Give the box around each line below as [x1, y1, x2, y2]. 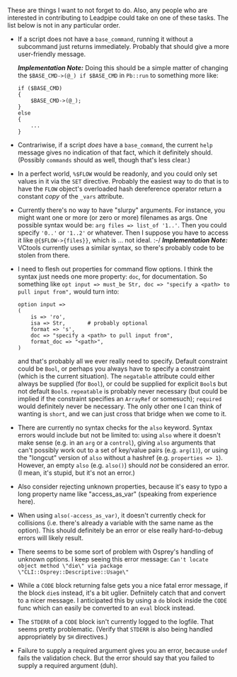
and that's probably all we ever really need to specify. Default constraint [17, 357, 228, 365]
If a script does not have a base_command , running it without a [17, 35, 193, 43]
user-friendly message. [17, 50, 86, 58]
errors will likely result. [17, 534, 83, 542]
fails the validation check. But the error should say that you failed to [17, 654, 215, 662]
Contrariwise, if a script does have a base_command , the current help [17, 141, 214, 149]
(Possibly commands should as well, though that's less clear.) [17, 156, 191, 164]
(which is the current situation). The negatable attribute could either [17, 372, 215, 380]
